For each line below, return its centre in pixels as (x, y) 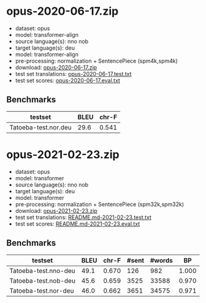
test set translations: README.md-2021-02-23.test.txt (83, 217)
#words (161, 260)
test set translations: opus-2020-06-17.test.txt (73, 74)
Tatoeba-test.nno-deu (42, 270)
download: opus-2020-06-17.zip (56, 67)
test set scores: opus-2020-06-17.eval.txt (68, 80)
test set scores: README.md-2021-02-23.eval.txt (78, 224)
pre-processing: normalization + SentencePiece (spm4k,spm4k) (96, 61)
